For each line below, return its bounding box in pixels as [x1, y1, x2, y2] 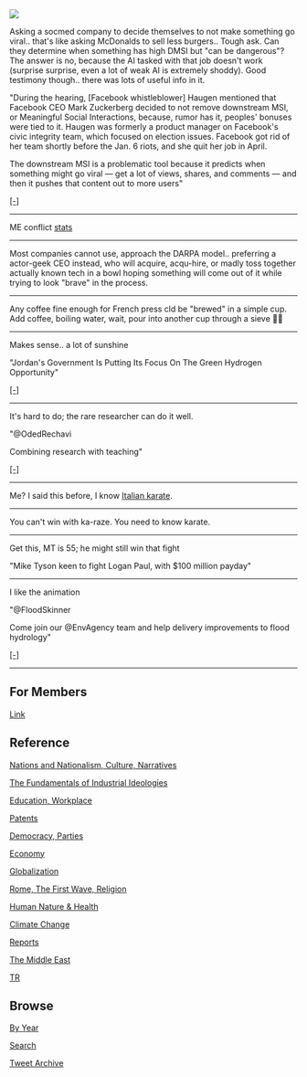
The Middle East [9, 954, 71, 965]
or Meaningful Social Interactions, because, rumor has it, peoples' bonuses [9, 111, 292, 122]
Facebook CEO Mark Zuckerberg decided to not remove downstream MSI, [9, 102, 290, 112]
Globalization [9, 865, 59, 876]
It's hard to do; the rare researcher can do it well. [9, 411, 194, 421]
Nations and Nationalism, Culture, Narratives [9, 759, 177, 770]
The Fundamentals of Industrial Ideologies [9, 776, 168, 788]
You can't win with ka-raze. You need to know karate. [9, 516, 211, 527]
